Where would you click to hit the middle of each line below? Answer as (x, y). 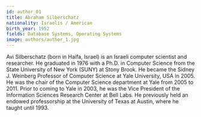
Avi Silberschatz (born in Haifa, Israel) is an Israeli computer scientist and (97, 57)
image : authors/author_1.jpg (43, 40)
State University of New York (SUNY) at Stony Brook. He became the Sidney (100, 69)
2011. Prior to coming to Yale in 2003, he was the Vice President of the (93, 88)
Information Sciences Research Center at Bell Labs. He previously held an (97, 95)
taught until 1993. (28, 108)
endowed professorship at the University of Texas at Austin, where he (92, 101)
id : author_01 (24, 12)
